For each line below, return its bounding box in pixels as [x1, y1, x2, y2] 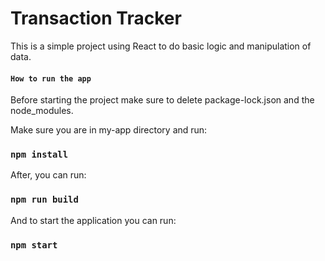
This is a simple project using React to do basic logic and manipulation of [10, 40, 312, 52]
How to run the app [10, 73, 92, 84]
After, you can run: [10, 169, 87, 181]
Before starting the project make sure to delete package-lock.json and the [10, 94, 315, 106]
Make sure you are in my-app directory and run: [10, 124, 208, 136]
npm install [10, 149, 69, 161]
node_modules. [10, 105, 74, 117]
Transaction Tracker [10, 7, 182, 30]
